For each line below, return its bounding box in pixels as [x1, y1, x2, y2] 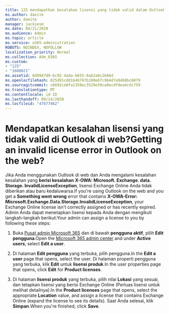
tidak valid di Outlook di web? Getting [5, 134, 162, 145]
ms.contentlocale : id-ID [5, 92, 57, 97]
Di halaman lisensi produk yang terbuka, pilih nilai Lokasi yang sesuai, [12, 276, 159, 283]
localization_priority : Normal [5, 49, 71, 55]
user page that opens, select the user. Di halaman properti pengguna [12, 256, 156, 262]
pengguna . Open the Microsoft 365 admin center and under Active [12, 235, 151, 241]
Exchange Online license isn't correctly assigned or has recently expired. [5, 204, 156, 210]
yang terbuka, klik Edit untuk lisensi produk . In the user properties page [12, 261, 161, 268]
